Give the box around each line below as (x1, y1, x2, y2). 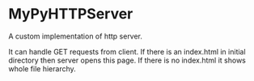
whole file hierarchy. (8, 63, 77, 73)
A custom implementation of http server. (8, 31, 143, 41)
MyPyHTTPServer (8, 5, 133, 23)
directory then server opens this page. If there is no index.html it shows (8, 55, 247, 65)
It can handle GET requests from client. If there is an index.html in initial (8, 47, 246, 56)
